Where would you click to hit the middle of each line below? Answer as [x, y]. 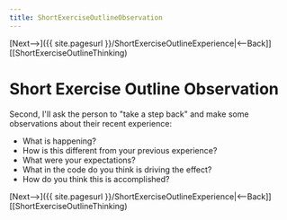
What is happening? [59, 141]
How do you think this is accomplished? [96, 179]
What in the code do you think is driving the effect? [117, 169]
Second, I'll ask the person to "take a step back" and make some [129, 114]
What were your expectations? [79, 160]
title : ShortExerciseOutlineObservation [86, 18]
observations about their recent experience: [91, 123]
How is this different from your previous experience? [120, 150]
